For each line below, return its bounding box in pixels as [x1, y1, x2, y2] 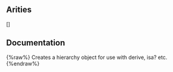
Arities [6, 5, 32, 15]
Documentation [6, 38, 66, 48]
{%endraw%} [6, 60, 40, 67]
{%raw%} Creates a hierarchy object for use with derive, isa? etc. [6, 54, 168, 61]
